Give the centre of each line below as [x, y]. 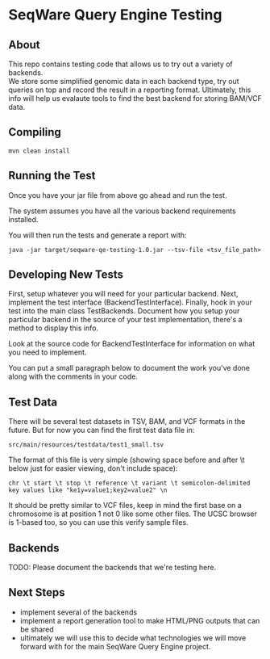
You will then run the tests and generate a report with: [98, 235]
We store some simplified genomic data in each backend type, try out [124, 81]
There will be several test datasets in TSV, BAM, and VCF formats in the [127, 422]
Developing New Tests [66, 275]
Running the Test [52, 176]
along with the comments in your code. [73, 376]
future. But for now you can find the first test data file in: [102, 430]
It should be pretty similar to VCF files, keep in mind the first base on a [125, 506]
